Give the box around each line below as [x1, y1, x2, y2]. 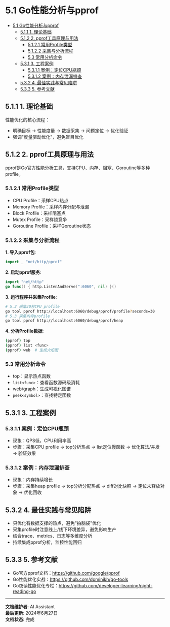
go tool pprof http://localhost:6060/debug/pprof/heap [5, 318, 123, 323]
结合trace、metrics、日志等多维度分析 [12, 533, 93, 539]
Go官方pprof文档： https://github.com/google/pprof [12, 570, 120, 576]
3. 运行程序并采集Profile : [5, 294, 57, 300]
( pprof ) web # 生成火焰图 [5, 348, 58, 353]
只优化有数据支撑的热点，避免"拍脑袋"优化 [12, 520, 101, 526]
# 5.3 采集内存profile [5, 313, 50, 319]
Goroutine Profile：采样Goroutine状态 [12, 223, 91, 229]
